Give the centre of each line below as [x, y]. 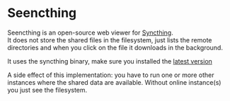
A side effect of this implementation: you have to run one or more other [111, 75]
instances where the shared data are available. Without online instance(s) [114, 82]
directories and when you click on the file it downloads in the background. [115, 47]
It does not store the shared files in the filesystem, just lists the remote [110, 40]
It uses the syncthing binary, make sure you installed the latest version [110, 61]
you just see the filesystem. [47, 90]
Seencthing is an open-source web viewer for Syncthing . [90, 32]
